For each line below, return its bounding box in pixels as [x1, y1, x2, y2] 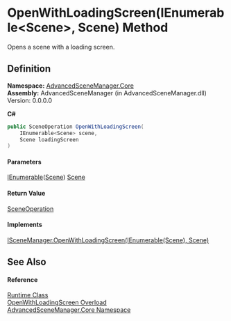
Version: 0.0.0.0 [7, 96, 53, 104]
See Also [7, 256, 46, 268]
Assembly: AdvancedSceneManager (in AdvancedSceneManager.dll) [7, 88, 207, 97]
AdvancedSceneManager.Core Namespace [7, 306, 131, 314]
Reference [7, 275, 38, 283]
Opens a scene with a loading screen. [7, 42, 115, 51]
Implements [7, 221, 43, 229]
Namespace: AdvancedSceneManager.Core [7, 81, 134, 90]
